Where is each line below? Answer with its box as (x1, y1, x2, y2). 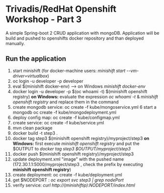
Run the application (5, 55, 67, 63)
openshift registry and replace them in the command (12, 99, 119, 105)
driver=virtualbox (12, 72, 48, 79)
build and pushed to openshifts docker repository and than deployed (5, 35, 144, 41)
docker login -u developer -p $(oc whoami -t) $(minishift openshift (12, 88, 147, 94)
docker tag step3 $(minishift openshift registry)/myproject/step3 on (12, 135, 150, 141)
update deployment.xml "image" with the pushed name (12, 156, 124, 162)
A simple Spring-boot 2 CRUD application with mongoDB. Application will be (5, 30, 160, 36)
